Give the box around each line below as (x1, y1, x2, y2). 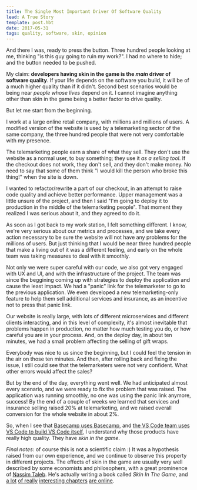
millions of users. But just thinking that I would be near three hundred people (6, 240, 192, 247)
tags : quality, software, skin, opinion (6, 31, 107, 36)
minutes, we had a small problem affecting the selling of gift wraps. (6, 338, 169, 345)
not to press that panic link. (6, 301, 72, 309)
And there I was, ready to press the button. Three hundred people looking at (6, 46, 191, 54)
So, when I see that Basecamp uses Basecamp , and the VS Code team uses (6, 422, 190, 429)
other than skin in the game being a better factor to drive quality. (6, 95, 162, 103)
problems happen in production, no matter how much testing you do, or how (6, 325, 191, 332)
